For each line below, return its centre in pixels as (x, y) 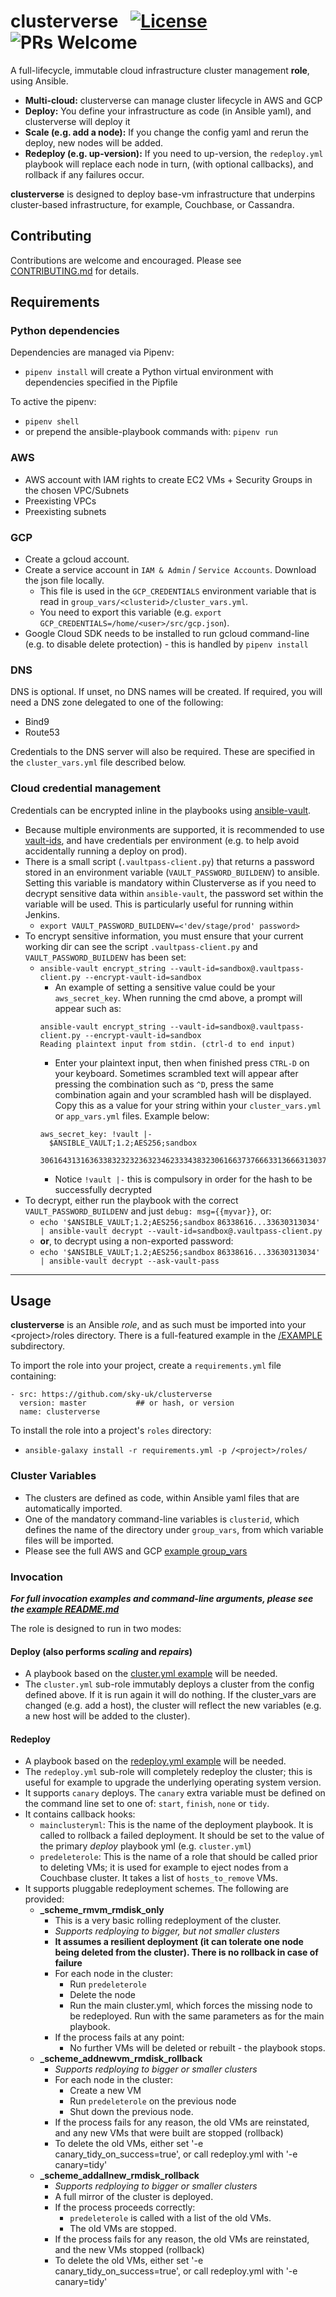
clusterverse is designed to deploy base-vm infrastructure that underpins (163, 194)
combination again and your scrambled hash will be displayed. (183, 1094)
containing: (33, 1376)
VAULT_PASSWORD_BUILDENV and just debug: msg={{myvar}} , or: (148, 1211)
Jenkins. (42, 914)
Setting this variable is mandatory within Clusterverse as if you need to (170, 882)
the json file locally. (64, 581)
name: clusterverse (60, 1412)
